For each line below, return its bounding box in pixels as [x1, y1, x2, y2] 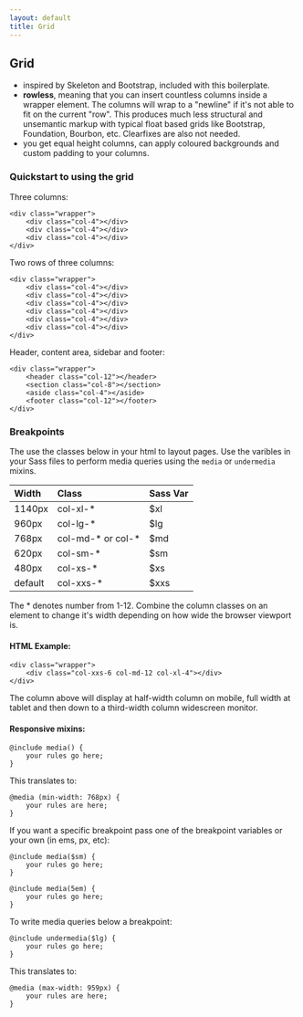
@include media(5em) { [9, 885, 96, 894]
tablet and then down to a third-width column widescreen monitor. [9, 702, 258, 713]
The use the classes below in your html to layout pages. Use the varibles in [9, 446, 291, 456]
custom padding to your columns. [22, 148, 150, 159]
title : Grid [9, 22, 55, 31]
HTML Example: [9, 640, 71, 651]
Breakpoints [9, 425, 65, 438]
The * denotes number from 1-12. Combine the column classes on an [9, 600, 268, 611]
